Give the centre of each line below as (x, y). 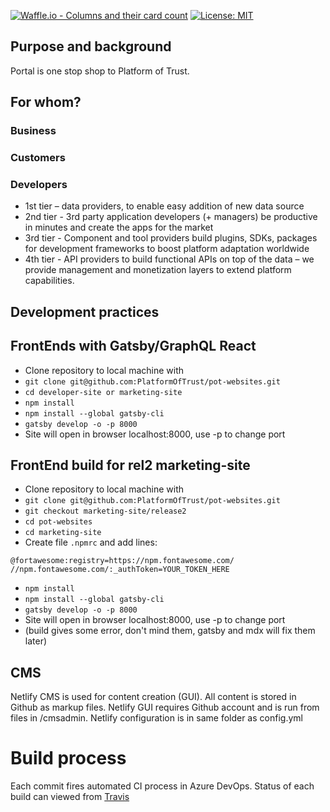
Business (33, 131)
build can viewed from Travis (70, 797)
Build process (68, 758)
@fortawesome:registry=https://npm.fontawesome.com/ (122, 561)
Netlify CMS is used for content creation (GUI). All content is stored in (153, 697)
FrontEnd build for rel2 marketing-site (130, 465)
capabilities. (49, 281)
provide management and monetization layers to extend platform (158, 270)
